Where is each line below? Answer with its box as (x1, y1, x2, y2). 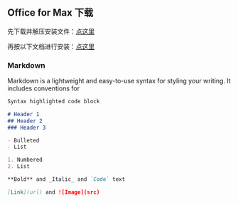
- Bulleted (7, 137, 40, 144)
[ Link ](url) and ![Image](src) (7, 188, 100, 196)
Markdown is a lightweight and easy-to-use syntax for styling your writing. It (7, 77, 231, 85)
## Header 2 (7, 117, 43, 125)
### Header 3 (7, 124, 46, 131)
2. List (7, 163, 31, 170)
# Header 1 (7, 110, 40, 118)
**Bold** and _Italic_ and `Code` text (7, 176, 126, 183)
